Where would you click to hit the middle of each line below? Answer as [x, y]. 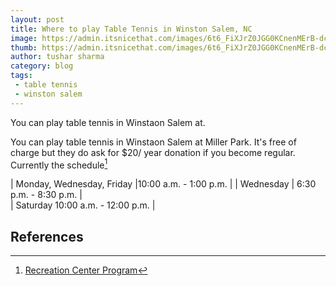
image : [24, 38]
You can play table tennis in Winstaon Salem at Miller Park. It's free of [153, 142]
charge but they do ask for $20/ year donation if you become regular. [153, 152]
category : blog [42, 66]
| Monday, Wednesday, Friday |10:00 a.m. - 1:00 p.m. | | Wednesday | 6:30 [163, 184]
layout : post [37, 19]
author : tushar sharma [57, 57]
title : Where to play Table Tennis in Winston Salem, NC [131, 29]
